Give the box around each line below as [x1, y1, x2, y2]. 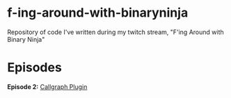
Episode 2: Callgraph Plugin [7, 82, 88, 91]
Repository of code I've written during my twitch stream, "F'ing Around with [7, 28, 224, 36]
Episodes [7, 60, 63, 76]
